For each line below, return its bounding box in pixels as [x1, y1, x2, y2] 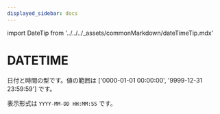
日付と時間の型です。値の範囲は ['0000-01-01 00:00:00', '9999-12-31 [7, 76, 203, 84]
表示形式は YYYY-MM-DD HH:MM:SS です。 [7, 99, 117, 107]
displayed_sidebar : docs [7, 10, 78, 17]
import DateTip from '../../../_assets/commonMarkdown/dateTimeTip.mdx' [7, 29, 214, 37]
